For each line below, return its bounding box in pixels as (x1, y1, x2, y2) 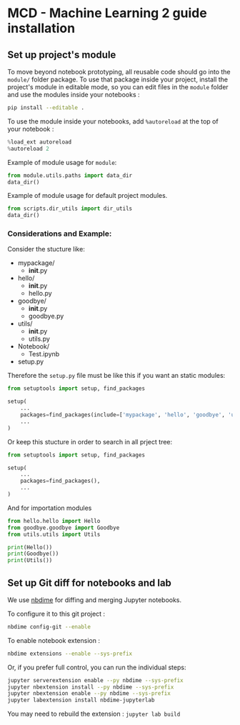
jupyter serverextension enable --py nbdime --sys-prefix (7, 676, 184, 684)
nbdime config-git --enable (7, 623, 91, 630)
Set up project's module (7, 49, 116, 61)
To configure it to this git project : (7, 609, 106, 618)
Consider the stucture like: (7, 245, 86, 254)
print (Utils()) (7, 557, 53, 564)
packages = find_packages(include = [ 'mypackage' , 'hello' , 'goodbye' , (20, 411, 225, 419)
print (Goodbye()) (7, 550, 59, 558)
